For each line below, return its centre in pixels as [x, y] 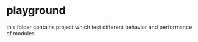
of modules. [21, 33]
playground [36, 10]
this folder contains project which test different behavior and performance [99, 27]
